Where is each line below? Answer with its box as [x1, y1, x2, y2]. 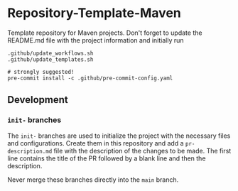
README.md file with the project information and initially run [7, 36, 184, 44]
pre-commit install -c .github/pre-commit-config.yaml [7, 75, 173, 82]
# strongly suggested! [7, 68, 75, 75]
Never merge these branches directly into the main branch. [7, 175, 179, 184]
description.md [7, 148, 53, 155]
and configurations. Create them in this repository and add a [7, 138, 184, 147]
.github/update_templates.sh [7, 55, 94, 63]
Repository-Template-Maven [7, 5, 181, 21]
